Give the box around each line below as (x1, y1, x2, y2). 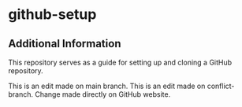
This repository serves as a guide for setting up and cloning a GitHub (8, 57, 233, 67)
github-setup (8, 6, 97, 24)
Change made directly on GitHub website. (35, 90, 171, 99)
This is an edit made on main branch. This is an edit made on (8, 81, 206, 90)
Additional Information (8, 37, 121, 50)
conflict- (207, 81, 235, 90)
